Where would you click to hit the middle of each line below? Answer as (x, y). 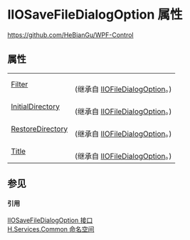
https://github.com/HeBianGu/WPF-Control (70, 35)
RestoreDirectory (39, 129)
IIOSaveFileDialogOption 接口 (50, 220)
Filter (20, 84)
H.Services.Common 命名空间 (51, 229)
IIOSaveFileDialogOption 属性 (95, 15)
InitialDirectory (36, 106)
